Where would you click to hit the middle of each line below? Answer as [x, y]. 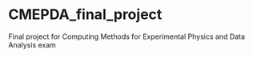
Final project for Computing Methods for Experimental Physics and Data [127, 36]
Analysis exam [32, 44]
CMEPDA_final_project [85, 15]
